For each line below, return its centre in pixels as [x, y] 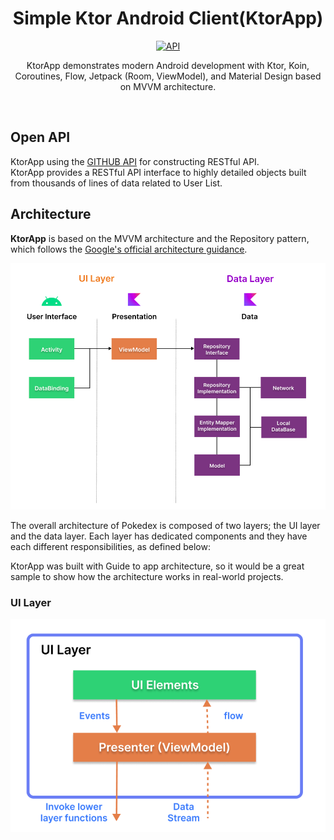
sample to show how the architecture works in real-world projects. [147, 576]
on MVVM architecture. [168, 86]
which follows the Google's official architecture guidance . [129, 249]
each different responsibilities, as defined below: [110, 546]
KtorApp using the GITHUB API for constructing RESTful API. [135, 161]
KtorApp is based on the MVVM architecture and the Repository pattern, [160, 238]
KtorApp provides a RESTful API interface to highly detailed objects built [158, 172]
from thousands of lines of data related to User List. [116, 183]
